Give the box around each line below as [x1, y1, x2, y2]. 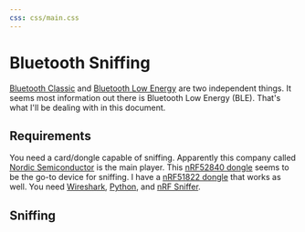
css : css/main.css [9, 13, 79, 23]
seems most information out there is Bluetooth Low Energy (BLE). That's [9, 92, 281, 103]
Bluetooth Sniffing [9, 52, 151, 73]
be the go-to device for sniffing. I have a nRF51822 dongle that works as [9, 172, 281, 183]
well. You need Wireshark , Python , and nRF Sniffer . [9, 181, 201, 192]
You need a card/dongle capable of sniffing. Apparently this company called [9, 152, 297, 164]
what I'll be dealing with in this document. [9, 102, 166, 113]
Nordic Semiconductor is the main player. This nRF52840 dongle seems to [9, 162, 289, 173]
